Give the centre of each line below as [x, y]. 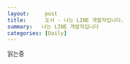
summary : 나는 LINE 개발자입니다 [53, 26]
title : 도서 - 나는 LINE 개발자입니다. [66, 20]
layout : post [32, 14]
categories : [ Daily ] [37, 33]
